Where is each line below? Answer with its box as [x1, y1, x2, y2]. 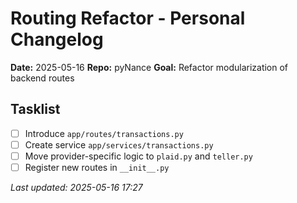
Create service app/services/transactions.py [24, 138, 214, 151]
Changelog [10, 28, 104, 51]
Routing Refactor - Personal [10, 7, 246, 30]
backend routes [10, 72, 75, 84]
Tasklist [10, 101, 61, 118]
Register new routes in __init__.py [24, 161, 170, 173]
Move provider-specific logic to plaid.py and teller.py [24, 150, 253, 162]
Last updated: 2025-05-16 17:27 [10, 182, 143, 193]
